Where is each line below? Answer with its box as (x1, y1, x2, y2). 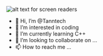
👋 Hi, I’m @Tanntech (15, 17, 66, 24)
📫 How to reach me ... (15, 43, 71, 51)
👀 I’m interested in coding (15, 24, 79, 31)
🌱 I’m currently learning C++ (15, 30, 86, 37)
